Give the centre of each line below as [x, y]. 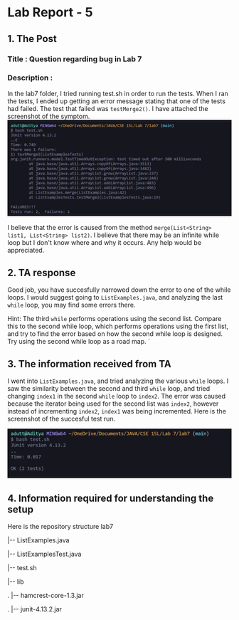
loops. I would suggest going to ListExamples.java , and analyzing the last [115, 298]
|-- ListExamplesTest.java [44, 554]
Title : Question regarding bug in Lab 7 [75, 59]
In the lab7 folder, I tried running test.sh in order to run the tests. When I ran [118, 93]
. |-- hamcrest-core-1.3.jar [46, 596]
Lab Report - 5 [50, 12]
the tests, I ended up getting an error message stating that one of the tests [117, 101]
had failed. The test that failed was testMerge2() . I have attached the [108, 108]
